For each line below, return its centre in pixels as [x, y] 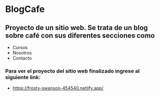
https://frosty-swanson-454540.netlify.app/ [58, 88]
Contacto [22, 58]
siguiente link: [23, 77]
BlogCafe [25, 9]
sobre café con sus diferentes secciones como [80, 35]
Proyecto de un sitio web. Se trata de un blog [77, 28]
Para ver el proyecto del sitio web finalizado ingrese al [72, 71]
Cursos [20, 47]
